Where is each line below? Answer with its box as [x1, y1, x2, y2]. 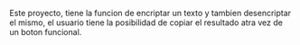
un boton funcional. [9, 27, 82, 37]
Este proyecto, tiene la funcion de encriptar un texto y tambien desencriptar [9, 8, 292, 18]
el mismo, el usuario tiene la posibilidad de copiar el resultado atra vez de [9, 17, 283, 28]
